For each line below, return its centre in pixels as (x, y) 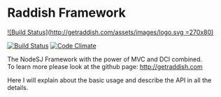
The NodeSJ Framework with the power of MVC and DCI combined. (105, 59)
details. (18, 87)
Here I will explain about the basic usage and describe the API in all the (109, 80)
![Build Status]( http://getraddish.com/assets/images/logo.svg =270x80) (110, 32)
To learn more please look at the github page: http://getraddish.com (105, 66)
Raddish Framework (66, 13)
